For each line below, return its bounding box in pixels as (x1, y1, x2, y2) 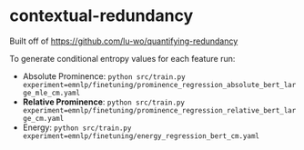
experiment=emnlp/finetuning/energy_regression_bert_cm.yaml (22, 131, 260, 141)
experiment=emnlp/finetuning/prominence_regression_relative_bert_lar (22, 105, 297, 115)
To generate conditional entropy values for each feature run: (9, 53, 236, 64)
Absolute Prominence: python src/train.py (22, 70, 186, 82)
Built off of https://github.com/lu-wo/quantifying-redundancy (9, 35, 238, 46)
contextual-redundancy (9, 5, 194, 26)
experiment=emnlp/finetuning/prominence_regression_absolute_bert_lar (22, 80, 297, 89)
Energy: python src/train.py (22, 122, 132, 133)
